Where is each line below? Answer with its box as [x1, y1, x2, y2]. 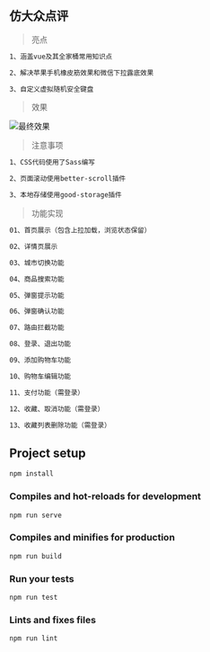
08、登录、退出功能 [9, 340, 72, 349]
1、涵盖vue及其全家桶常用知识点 [9, 52, 113, 61]
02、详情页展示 [9, 242, 58, 251]
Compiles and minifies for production [9, 531, 175, 544]
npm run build [9, 551, 63, 560]
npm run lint [9, 634, 58, 643]
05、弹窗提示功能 [9, 290, 65, 299]
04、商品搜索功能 [9, 274, 65, 283]
